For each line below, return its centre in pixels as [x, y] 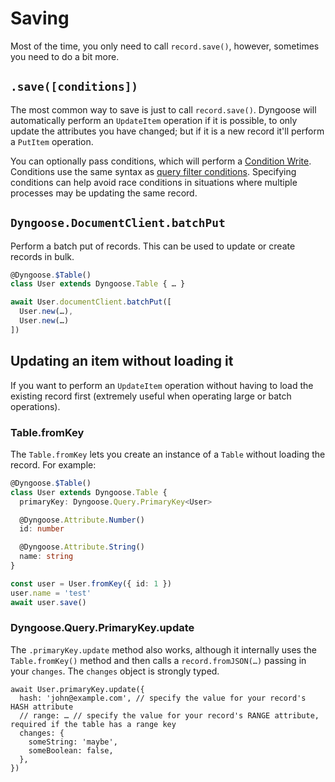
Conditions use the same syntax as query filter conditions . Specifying [153, 171]
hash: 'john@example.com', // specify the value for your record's [163, 698]
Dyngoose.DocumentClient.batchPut [118, 223]
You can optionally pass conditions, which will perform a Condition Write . [161, 161]
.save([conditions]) [74, 87]
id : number [42, 529]
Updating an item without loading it [122, 361]
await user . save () [48, 602]
